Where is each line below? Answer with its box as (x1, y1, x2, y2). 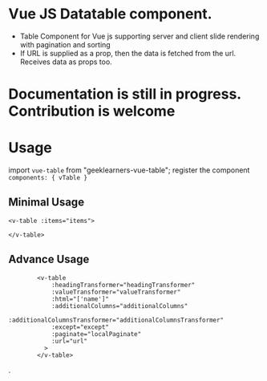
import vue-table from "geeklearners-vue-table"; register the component (8, 165, 250, 175)
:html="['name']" (51, 294, 110, 303)
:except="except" (51, 322, 110, 331)
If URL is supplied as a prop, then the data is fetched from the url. (19, 48, 237, 58)
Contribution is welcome (8, 102, 176, 120)
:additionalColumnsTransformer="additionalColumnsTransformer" (8, 316, 225, 324)
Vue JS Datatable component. (8, 5, 212, 23)
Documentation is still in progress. (8, 85, 242, 103)
